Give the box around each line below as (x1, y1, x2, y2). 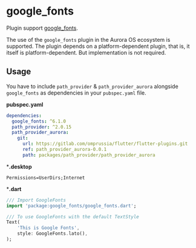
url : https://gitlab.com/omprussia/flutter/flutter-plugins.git (22, 141, 188, 147)
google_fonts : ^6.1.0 (11, 118, 67, 124)
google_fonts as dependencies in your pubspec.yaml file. (6, 89, 146, 96)
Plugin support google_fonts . (6, 24, 79, 32)
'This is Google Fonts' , (17, 225, 80, 231)
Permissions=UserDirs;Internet (6, 175, 85, 181)
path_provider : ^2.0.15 (11, 124, 71, 130)
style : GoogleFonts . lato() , (17, 230, 88, 237)
